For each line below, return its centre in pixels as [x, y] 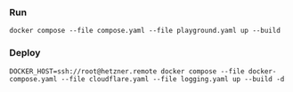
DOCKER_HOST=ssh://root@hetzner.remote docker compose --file [127, 71]
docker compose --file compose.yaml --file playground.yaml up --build [145, 31]
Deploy [25, 53]
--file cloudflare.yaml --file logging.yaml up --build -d [173, 79]
